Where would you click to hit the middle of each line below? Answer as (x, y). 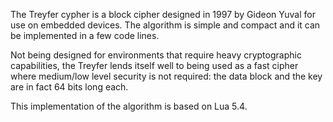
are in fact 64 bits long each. (69, 87)
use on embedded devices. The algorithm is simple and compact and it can (165, 25)
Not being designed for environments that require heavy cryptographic (156, 55)
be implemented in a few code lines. (85, 35)
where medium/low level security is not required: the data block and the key (166, 76)
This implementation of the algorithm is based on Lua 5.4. (129, 106)
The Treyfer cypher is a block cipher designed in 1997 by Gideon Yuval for (163, 14)
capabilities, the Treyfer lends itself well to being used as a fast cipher (154, 65)
